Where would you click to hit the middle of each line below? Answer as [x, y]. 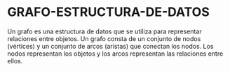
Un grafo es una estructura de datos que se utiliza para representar [104, 31]
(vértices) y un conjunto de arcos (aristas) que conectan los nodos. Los [110, 46]
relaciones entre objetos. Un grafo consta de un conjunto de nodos [104, 38]
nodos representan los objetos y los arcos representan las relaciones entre [115, 54]
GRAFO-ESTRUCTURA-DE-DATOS [108, 12]
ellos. [15, 61]
